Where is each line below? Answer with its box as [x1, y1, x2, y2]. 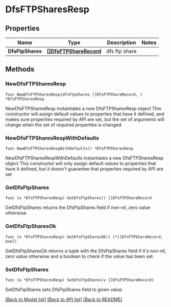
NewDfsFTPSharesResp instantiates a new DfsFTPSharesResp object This [5, 105, 162, 111]
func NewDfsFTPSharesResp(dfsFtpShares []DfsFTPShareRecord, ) [5, 92, 143, 97]
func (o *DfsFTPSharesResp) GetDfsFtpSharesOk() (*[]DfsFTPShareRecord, [5, 234, 163, 240]
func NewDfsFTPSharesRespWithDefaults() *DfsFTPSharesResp [5, 146, 134, 151]
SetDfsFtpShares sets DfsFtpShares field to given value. [5, 286, 124, 292]
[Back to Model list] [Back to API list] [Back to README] [5, 296, 123, 302]
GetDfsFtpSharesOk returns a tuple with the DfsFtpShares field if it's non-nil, [5, 248, 166, 254]
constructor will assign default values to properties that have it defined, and [5, 111, 164, 117]
